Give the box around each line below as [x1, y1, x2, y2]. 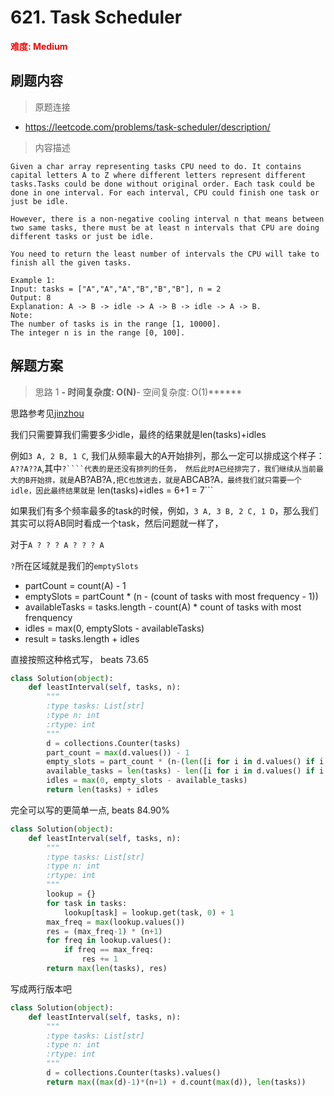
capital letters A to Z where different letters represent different [10, 170, 307, 180]
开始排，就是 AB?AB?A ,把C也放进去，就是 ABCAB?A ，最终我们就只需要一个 [29, 473, 302, 485]
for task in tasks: [46, 898, 128, 908]
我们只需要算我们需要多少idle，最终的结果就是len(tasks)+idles [10, 428, 267, 440]
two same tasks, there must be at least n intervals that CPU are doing [10, 222, 320, 233]
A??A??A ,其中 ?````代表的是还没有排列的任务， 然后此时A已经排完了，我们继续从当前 [10, 462, 317, 474]
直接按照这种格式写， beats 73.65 [10, 653, 150, 665]
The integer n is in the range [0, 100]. [10, 327, 186, 338]
